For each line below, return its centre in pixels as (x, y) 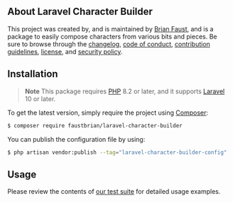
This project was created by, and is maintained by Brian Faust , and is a (110, 28)
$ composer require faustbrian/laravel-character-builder (95, 125)
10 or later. (40, 98)
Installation (33, 74)
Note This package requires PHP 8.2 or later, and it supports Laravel (125, 91)
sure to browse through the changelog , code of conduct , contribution (109, 44)
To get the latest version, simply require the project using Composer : (108, 113)
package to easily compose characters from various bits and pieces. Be (112, 36)
